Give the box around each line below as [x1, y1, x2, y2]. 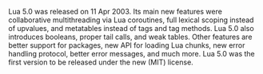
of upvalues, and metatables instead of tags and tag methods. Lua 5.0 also [8, 24, 254, 33]
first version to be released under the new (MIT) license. [8, 57, 193, 67]
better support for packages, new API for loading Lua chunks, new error [8, 41, 245, 50]
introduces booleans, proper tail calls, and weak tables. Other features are [8, 32, 253, 41]
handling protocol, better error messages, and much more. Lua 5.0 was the [8, 49, 256, 58]
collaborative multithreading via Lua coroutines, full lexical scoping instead [8, 15, 254, 25]
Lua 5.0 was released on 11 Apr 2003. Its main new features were [8, 7, 222, 16]
